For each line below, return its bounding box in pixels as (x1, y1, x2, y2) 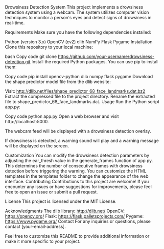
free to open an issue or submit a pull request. (5, 189, 98, 194)
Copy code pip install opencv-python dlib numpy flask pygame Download (5, 74, 153, 79)
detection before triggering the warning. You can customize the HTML (5, 168, 147, 174)
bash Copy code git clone (5, 54, 57, 59)
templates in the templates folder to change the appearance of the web (5, 173, 149, 179)
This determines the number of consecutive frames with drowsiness (5, 163, 143, 168)
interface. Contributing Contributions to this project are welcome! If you (5, 179, 149, 184)
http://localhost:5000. (5, 119, 49, 124)
